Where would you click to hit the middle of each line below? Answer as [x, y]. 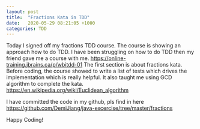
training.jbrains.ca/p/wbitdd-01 [44, 65]
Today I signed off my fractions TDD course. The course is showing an [94, 46]
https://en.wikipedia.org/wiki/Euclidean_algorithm [68, 90]
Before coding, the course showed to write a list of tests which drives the [97, 71]
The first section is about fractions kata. [133, 65]
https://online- [108, 58]
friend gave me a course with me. [48, 58]
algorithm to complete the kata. [45, 84]
